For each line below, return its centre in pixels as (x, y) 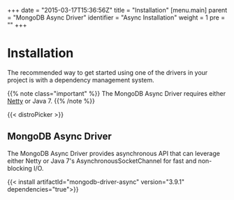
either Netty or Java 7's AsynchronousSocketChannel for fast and (102, 161)
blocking (20, 168)
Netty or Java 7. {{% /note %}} (51, 101)
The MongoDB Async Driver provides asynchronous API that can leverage (114, 153)
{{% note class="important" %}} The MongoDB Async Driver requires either (116, 93)
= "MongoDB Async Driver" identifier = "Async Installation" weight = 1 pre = (116, 17)
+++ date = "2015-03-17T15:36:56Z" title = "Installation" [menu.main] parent (117, 10)
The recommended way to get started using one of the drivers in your (108, 72)
